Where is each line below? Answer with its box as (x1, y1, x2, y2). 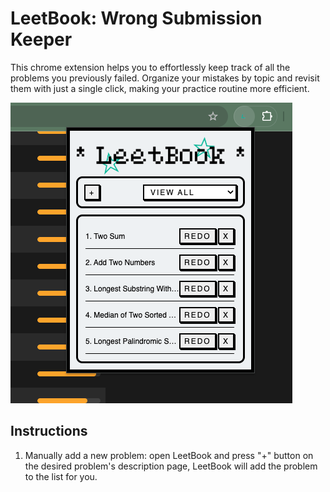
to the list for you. (24, 470, 98, 482)
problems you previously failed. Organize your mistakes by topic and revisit (10, 72, 320, 84)
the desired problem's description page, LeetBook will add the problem (24, 460, 318, 472)
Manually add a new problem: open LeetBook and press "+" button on (24, 449, 314, 461)
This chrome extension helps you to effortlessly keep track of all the (10, 61, 291, 73)
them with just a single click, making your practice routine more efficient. (10, 82, 310, 94)
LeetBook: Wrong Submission (10, 7, 263, 30)
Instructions (10, 423, 88, 440)
